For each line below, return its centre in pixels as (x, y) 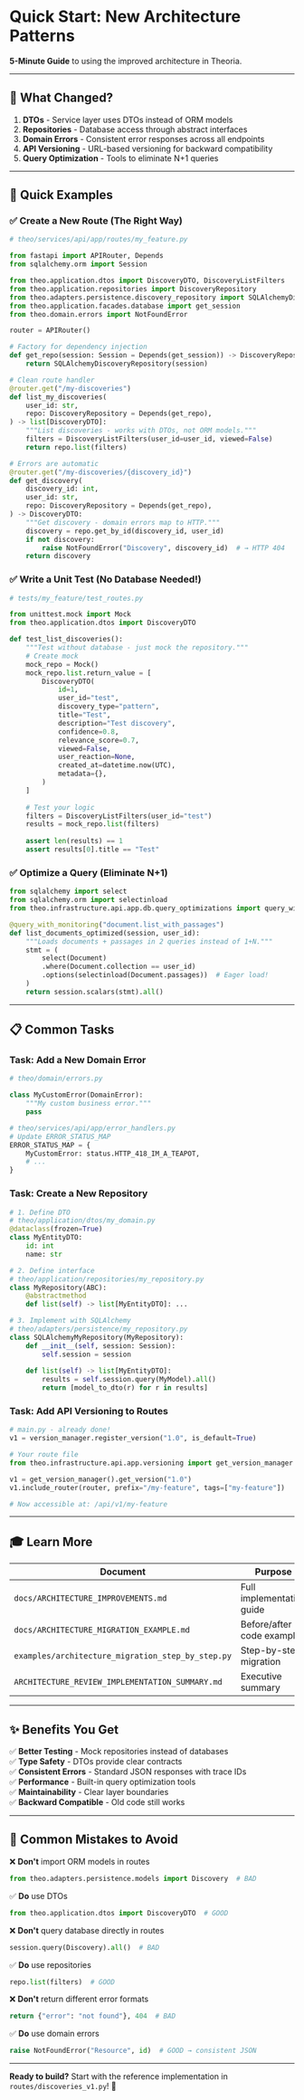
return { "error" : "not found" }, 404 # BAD (93, 2016)
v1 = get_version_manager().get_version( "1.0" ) (101, 1479)
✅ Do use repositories (51, 1964)
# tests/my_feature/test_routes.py (76, 598)
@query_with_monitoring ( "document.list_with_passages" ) (117, 925)
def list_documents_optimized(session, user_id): (105, 933)
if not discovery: (60, 539)
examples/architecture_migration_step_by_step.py (123, 1656)
